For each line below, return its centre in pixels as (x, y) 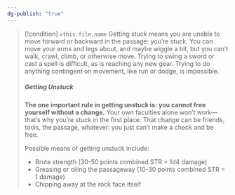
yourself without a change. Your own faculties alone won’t (110, 112)
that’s (32, 119)
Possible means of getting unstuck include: (87, 148)
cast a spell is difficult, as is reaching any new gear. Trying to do (117, 63)
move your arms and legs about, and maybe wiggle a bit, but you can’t (126, 48)
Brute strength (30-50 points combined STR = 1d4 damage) (121, 161)
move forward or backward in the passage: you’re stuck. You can (119, 41)
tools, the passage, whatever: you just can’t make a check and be (119, 127)
